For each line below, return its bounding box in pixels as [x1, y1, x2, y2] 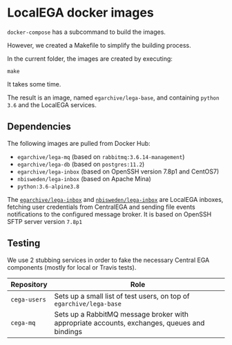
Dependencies [7, 121, 71, 133]
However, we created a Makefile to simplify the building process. [7, 41, 191, 49]
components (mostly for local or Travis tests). [7, 263, 137, 271]
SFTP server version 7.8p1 [7, 217, 83, 225]
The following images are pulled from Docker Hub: [7, 139, 151, 147]
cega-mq [10, 319, 36, 326]
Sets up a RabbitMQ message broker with [54, 309, 188, 319]
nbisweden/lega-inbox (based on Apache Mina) [17, 174, 152, 183]
